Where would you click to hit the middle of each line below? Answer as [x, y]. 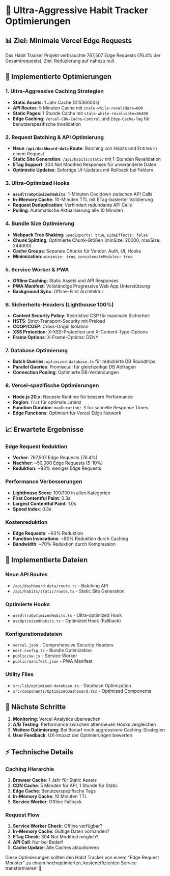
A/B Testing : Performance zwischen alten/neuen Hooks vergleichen [84, 724]
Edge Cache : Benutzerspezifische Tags [54, 791]
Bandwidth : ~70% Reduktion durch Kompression [64, 544]
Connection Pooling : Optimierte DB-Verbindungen [66, 372]
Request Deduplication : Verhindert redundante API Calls [72, 205]
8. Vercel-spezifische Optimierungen [52, 385]
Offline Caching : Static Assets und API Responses [65, 280]
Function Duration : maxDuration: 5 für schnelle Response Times [80, 407]
